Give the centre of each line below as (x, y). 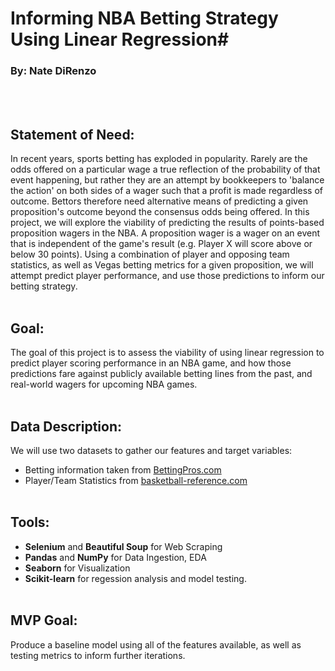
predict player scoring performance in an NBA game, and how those (151, 363)
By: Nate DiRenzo (53, 71)
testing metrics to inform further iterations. (98, 655)
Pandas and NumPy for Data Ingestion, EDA (115, 557)
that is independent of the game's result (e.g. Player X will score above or (161, 244)
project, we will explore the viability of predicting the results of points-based (167, 223)
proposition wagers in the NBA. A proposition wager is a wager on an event (165, 233)
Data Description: (66, 426)
